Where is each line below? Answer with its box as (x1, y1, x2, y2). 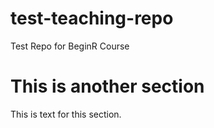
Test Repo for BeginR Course (10, 40, 130, 52)
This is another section (10, 75, 205, 98)
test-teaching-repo (10, 7, 174, 30)
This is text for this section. (10, 108, 122, 120)
